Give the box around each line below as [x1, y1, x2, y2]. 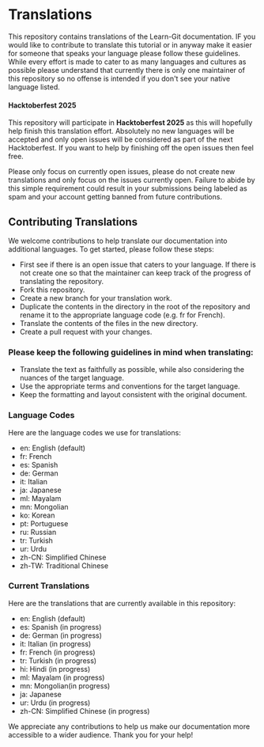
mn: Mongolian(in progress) [19, 681, 111, 690]
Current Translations [8, 580, 90, 591]
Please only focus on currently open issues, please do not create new [8, 167, 236, 176]
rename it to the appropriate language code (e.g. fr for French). [19, 310, 225, 320]
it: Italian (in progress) [19, 639, 92, 648]
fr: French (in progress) [19, 647, 96, 657]
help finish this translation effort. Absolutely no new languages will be [8, 127, 235, 136]
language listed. [8, 82, 61, 92]
